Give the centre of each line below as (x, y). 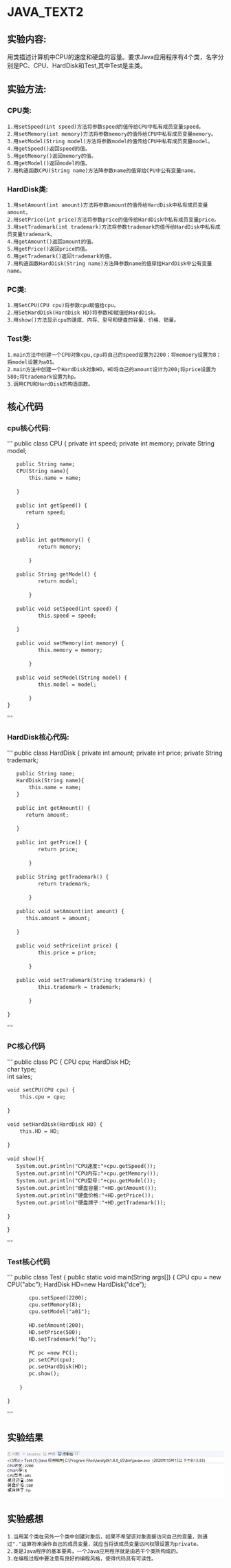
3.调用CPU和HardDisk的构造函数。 (51, 384)
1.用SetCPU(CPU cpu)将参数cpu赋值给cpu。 (63, 306)
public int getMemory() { (53, 540)
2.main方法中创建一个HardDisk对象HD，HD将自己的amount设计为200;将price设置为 (112, 369)
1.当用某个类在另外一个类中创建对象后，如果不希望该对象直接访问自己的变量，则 (105, 1536)
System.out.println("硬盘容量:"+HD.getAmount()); (87, 1188)
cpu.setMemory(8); (55, 1305)
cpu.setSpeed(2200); (58, 1298)
